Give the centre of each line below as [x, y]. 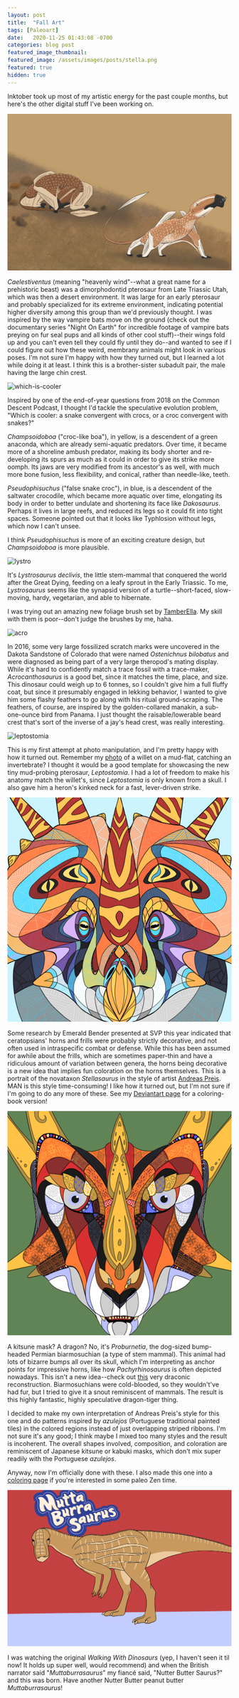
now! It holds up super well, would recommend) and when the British [108, 1665]
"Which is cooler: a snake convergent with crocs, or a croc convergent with [118, 415]
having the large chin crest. [47, 372]
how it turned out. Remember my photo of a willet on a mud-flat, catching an [119, 757]
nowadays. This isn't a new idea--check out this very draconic [99, 1376]
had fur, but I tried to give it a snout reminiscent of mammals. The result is [116, 1392]
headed [18, 1354]
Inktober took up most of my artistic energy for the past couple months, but [118, 96]
